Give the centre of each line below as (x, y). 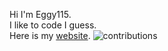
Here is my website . (50, 35)
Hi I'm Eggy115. (40, 14)
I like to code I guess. (53, 25)
